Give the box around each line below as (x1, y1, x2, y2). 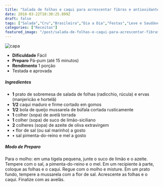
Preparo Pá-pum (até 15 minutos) (12, 58, 79, 63)
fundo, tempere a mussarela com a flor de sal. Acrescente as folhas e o (5, 171, 148, 177)
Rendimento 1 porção (12, 63, 56, 68)
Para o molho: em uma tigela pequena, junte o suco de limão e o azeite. (5, 156, 148, 162)
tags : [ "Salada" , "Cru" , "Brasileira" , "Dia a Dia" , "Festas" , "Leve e (5, 20, 142, 26)
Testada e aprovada (12, 68, 52, 73)
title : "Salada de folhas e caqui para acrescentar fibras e (5, 7, 131, 12)
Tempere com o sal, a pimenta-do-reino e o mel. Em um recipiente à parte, (5, 161, 154, 167)
